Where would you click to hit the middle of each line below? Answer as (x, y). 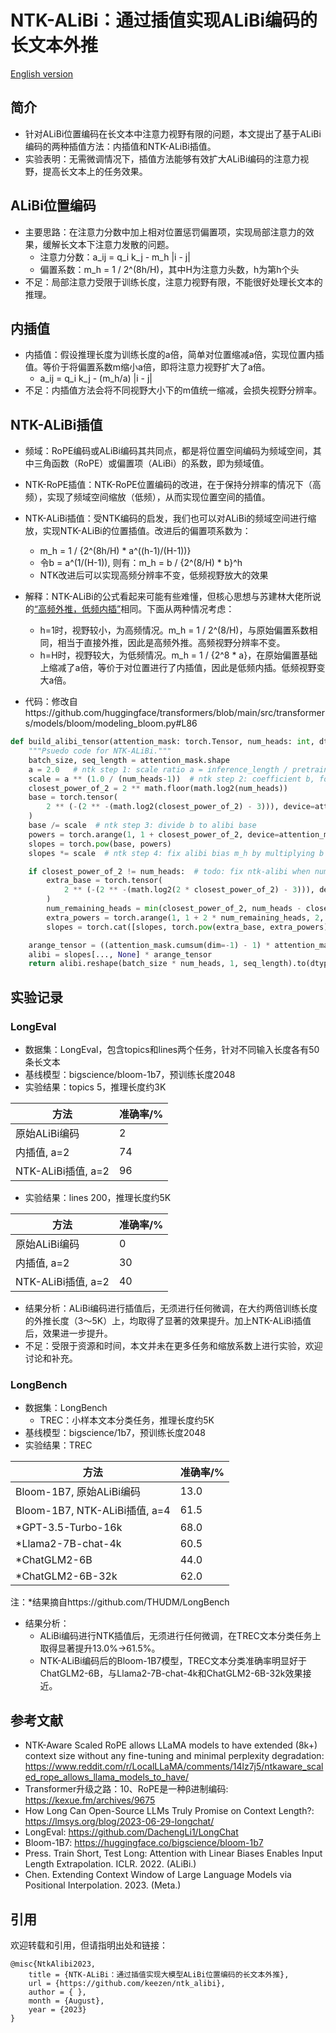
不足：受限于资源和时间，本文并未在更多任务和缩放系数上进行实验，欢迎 (173, 1345)
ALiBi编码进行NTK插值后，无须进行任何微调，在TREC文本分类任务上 (180, 1636)
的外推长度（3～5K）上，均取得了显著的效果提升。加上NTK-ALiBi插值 (168, 1320)
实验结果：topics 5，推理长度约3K (95, 1087)
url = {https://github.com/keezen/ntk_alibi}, (127, 1983)
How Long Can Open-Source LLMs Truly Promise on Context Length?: (169, 1811)
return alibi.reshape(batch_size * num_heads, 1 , (134, 964)
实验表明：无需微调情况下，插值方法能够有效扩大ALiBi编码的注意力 (162, 158)
